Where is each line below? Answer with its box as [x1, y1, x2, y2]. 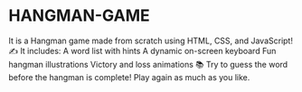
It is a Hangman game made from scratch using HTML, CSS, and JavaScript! [8, 35, 293, 46]
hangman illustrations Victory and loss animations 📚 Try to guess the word [8, 59, 288, 69]
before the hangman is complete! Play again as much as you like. [8, 71, 250, 82]
